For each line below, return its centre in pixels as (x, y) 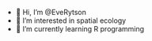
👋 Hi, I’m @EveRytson (51, 12)
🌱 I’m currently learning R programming (80, 29)
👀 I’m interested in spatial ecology (71, 20)
